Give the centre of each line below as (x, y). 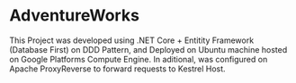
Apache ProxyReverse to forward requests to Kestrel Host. (118, 69)
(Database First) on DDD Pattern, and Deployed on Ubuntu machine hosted (148, 49)
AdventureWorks (74, 16)
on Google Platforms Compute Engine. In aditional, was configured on (139, 59)
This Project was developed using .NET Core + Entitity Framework (132, 40)
